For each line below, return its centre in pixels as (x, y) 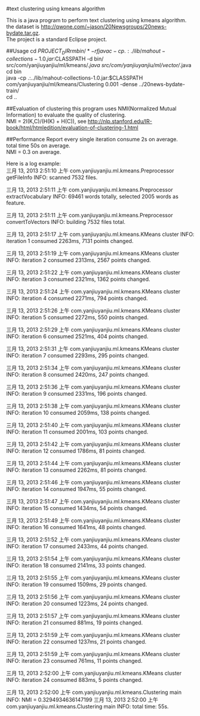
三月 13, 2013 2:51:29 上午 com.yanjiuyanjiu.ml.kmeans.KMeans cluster (93, 329)
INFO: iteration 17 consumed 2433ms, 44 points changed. (77, 546)
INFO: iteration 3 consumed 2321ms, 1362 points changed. (78, 279)
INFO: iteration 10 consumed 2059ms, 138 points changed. (78, 412)
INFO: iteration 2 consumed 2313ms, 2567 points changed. (79, 260)
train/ (13, 90)
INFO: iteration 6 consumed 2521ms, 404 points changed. (77, 336)
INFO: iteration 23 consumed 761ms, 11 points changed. (74, 660)
